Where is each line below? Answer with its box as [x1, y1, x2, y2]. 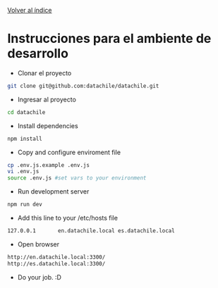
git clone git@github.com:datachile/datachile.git [7, 82, 159, 89]
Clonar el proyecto [17, 68, 72, 77]
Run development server [17, 187, 90, 196]
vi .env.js [7, 168, 40, 175]
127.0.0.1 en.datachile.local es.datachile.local [7, 227, 175, 234]
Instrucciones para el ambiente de [7, 31, 212, 46]
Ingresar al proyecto [17, 95, 76, 104]
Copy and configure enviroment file [17, 148, 121, 156]
